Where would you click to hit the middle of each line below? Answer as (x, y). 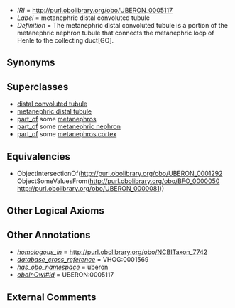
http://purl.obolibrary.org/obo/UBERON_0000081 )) (91, 189)
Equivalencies (38, 156)
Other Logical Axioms (55, 211)
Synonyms (31, 63)
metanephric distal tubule (54, 111)
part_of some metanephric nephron (69, 126)
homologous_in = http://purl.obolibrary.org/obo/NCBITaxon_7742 (112, 252)
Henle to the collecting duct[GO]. (65, 40)
